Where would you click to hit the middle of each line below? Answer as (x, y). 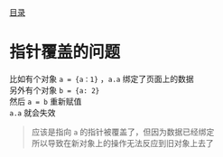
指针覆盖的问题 (65, 52)
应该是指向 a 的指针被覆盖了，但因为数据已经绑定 (123, 132)
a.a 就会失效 (33, 112)
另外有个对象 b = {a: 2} (55, 90)
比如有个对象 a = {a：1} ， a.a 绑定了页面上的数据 (102, 78)
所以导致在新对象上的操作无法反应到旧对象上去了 (122, 143)
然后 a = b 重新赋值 (46, 101)
